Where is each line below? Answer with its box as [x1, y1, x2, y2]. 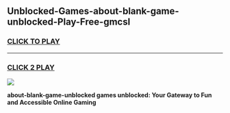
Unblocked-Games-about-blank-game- [7, 5, 179, 17]
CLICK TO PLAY [7, 37, 60, 47]
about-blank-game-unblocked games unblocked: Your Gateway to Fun [7, 90, 212, 99]
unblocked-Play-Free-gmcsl [7, 16, 131, 28]
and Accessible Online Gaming [7, 98, 97, 106]
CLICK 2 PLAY [7, 62, 55, 72]
